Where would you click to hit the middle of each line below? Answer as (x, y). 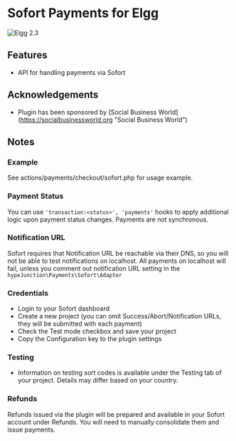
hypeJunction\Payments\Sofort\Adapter (65, 275)
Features (27, 55)
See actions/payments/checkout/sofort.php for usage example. (100, 178)
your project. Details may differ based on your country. (98, 380)
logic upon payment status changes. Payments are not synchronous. (108, 219)
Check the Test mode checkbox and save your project (97, 331)
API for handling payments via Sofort (71, 72)
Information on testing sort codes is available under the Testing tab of (119, 373)
